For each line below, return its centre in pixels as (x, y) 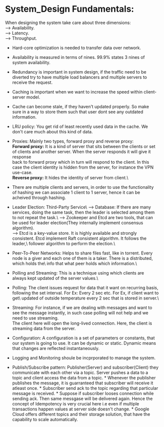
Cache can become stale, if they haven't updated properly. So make (81, 106)
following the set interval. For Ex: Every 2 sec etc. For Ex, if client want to (85, 293)
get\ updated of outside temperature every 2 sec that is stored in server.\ (85, 298)
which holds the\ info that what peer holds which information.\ (75, 263)
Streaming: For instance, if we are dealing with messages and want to (82, 307)
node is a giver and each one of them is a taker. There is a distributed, (82, 258)
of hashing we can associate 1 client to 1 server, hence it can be (76, 192)
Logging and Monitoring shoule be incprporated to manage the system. (84, 358)
